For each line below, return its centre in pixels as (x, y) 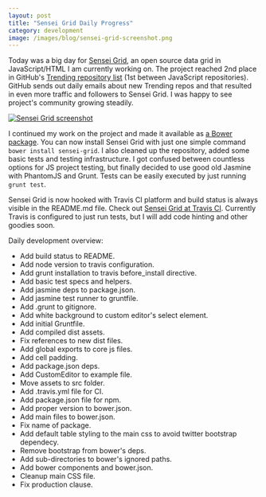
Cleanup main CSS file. (57, 476)
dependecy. (39, 442)
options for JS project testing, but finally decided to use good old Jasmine (130, 167)
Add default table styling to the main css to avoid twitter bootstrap (128, 434)
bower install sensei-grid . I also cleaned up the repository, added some (129, 151)
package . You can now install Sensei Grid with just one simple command (127, 142)
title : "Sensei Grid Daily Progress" (71, 23)
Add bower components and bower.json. (86, 468)
